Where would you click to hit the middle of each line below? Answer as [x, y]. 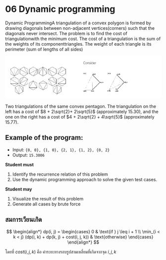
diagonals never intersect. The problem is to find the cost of [66, 33]
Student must [19, 164]
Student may [19, 189]
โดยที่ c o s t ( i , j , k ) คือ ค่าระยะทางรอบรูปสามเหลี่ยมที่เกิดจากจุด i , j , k [61, 252]
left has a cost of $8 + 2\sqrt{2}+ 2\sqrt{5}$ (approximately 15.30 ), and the [82, 112]
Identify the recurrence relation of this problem [60, 174]
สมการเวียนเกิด [24, 220]
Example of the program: [44, 138]
